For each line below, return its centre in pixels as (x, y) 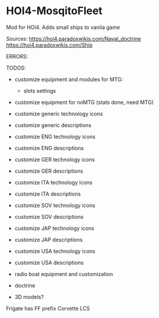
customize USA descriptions (49, 262)
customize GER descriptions (49, 171)
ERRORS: (17, 56)
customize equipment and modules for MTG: (69, 79)
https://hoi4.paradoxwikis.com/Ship (49, 45)
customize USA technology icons (55, 251)
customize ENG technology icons (55, 137)
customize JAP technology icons (54, 228)
